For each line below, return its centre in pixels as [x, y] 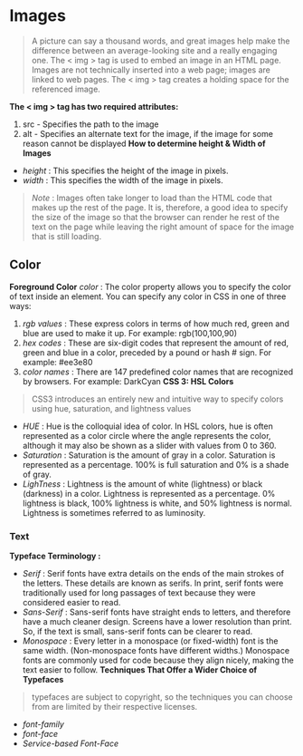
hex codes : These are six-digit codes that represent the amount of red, [156, 343]
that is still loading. [66, 236]
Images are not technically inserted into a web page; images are [151, 70]
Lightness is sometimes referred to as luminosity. [114, 512]
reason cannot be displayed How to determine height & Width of [144, 143]
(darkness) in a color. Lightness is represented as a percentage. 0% [149, 493]
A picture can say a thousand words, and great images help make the [161, 41]
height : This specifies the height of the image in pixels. [125, 170]
